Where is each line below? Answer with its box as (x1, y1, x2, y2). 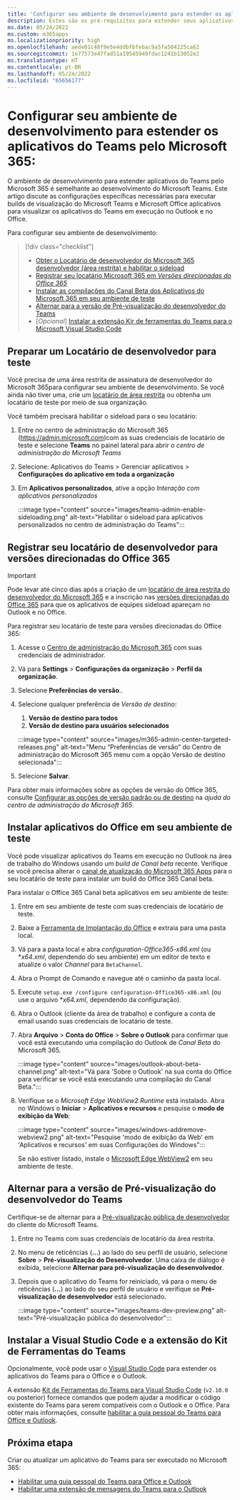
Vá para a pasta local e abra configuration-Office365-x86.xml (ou (17, 944, 211, 954)
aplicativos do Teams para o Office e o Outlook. (7, 1372, 148, 1381)
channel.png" (17, 1067, 59, 1076)
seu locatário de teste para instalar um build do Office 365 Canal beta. (7, 874, 214, 883)
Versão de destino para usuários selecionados (28, 721, 169, 729)
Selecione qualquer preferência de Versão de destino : (17, 699, 177, 708)
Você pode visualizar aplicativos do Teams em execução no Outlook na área (7, 851, 232, 860)
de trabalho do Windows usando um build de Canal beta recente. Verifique (7, 859, 229, 868)
